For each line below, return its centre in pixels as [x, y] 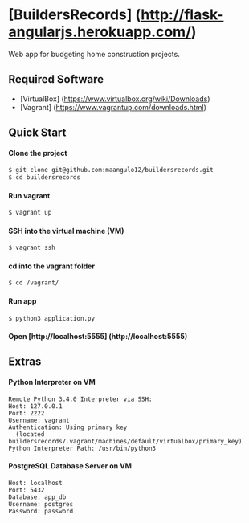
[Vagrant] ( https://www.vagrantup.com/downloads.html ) [113, 107]
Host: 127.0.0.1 [35, 406]
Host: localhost [35, 483]
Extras [25, 362]
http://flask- [182, 15]
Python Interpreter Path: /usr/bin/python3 [82, 448]
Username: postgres [41, 504]
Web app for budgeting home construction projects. [94, 54]
